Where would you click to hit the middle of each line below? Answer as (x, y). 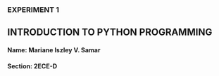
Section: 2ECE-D (32, 66)
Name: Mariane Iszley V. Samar (54, 50)
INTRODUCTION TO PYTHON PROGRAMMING (110, 32)
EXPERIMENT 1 (33, 10)
